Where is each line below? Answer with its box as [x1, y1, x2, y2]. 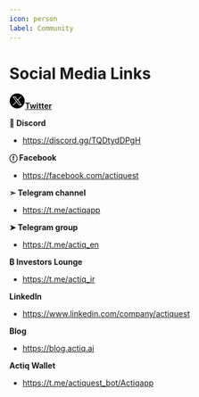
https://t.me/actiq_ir [21, 274, 95, 285]
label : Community [9, 23, 74, 33]
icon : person [9, 14, 58, 23]
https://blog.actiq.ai [21, 343, 95, 354]
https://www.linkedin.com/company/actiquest [21, 309, 190, 319]
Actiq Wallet [9, 360, 56, 371]
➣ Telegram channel [9, 187, 87, 198]
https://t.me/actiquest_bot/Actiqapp [21, 377, 154, 388]
